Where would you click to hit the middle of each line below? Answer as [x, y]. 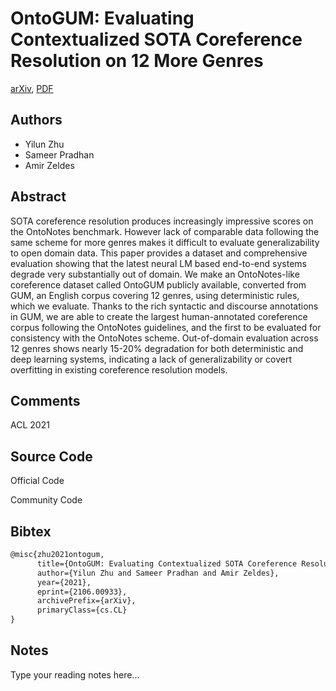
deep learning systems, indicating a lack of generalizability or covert [151, 359]
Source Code [51, 456]
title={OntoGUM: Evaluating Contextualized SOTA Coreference [167, 563]
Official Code [37, 481]
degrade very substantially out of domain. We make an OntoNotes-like [155, 274]
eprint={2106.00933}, [82, 592]
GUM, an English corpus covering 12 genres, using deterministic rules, [155, 295]
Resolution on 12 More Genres [137, 61]
